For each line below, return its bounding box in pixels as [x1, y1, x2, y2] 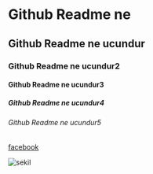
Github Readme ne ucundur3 [8, 80, 104, 90]
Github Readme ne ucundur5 [8, 118, 102, 128]
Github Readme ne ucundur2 [8, 61, 120, 72]
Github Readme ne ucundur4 [8, 98, 104, 107]
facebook [8, 142, 39, 151]
